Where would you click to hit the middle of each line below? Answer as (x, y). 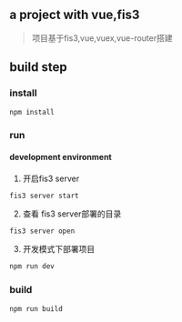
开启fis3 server (51, 178)
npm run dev (32, 267)
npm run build (36, 308)
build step (38, 67)
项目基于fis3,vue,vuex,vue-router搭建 (102, 38)
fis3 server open (42, 231)
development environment (61, 156)
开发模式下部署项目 (59, 249)
